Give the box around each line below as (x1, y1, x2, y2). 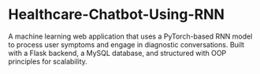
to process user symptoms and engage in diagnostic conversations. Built (8, 39, 245, 49)
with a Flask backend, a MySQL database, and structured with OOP (8, 48, 227, 57)
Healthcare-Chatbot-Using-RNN (8, 6, 225, 24)
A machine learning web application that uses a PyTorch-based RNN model (8, 31, 253, 41)
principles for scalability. (8, 57, 88, 66)
